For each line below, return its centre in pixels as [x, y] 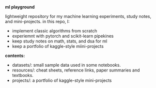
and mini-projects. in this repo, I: [37, 22]
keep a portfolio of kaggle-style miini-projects [58, 46]
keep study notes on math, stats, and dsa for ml [60, 41]
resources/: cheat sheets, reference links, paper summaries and [76, 70]
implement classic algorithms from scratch [55, 31]
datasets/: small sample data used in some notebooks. [66, 65]
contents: [15, 56]
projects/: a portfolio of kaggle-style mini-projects [62, 80]
